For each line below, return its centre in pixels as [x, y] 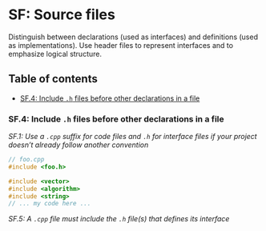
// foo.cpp [26, 160]
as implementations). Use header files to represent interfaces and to [121, 45]
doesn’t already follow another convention [79, 145]
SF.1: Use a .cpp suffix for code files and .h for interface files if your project [133, 137]
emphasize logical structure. [55, 54]
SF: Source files [62, 15]
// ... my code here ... [50, 204]
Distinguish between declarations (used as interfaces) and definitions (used [133, 37]
